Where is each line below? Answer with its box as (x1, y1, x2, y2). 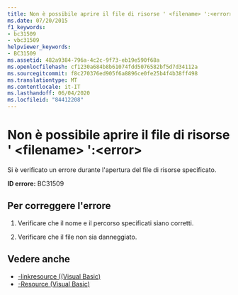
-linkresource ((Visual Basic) (17, 272, 101, 281)
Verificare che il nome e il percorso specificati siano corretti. (17, 218, 194, 227)
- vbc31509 (7, 37, 40, 44)
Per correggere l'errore (7, 200, 111, 212)
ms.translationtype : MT (7, 76, 78, 84)
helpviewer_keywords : (7, 43, 72, 50)
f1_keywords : (7, 23, 46, 31)
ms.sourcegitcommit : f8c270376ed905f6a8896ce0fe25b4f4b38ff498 (7, 70, 198, 77)
